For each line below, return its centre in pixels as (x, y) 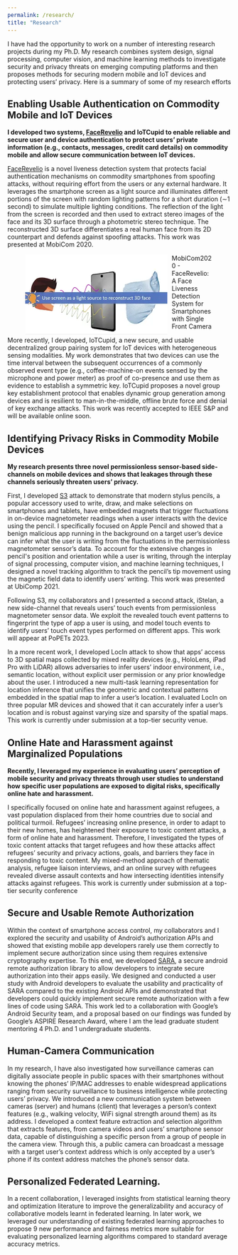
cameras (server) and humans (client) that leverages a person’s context (112, 1106)
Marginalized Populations (65, 754)
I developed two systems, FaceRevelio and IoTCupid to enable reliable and (119, 133)
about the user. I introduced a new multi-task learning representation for (113, 682)
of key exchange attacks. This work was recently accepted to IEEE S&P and (118, 408)
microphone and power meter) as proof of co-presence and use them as (114, 378)
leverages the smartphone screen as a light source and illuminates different (118, 192)
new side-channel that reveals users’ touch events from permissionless (112, 608)
